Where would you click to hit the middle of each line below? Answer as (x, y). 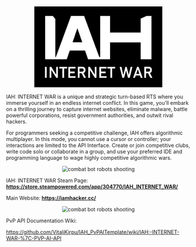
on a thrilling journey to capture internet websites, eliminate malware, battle (97, 109)
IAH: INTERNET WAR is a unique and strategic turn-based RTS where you (94, 97)
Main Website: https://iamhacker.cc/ (51, 198)
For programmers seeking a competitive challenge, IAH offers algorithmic (94, 133)
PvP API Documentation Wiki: (42, 221)
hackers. (17, 122)
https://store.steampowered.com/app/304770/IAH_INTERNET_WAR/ (92, 187)
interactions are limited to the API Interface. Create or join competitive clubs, (98, 145)
